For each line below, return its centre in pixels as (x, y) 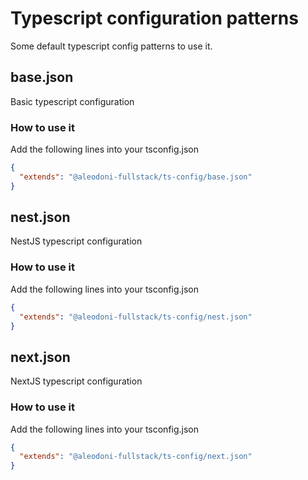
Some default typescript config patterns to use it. (111, 46)
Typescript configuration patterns (154, 18)
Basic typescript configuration (72, 101)
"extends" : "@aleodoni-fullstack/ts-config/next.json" (136, 457)
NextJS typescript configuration (76, 381)
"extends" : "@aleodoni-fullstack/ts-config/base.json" (136, 177)
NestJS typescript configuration (76, 241)
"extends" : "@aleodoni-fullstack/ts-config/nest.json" (136, 317)
